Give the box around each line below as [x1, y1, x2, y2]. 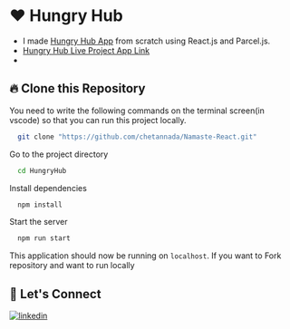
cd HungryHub [17, 166, 67, 175]
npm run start [17, 234, 71, 243]
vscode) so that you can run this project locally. [9, 114, 187, 125]
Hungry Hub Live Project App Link [22, 44, 150, 55]
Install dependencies [9, 182, 88, 193]
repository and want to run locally [9, 260, 135, 271]
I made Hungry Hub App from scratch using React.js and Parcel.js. [22, 35, 271, 46]
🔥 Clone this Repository [9, 81, 146, 96]
